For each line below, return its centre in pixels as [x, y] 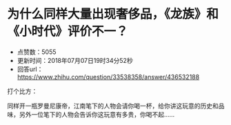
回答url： [30, 69]
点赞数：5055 [37, 52]
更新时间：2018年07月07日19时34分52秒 [75, 60]
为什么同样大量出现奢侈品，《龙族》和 [113, 14]
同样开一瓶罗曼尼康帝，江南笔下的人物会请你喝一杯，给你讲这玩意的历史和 [113, 106]
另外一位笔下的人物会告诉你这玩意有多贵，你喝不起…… [97, 114]
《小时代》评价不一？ [68, 31]
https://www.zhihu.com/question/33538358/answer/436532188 [108, 77]
